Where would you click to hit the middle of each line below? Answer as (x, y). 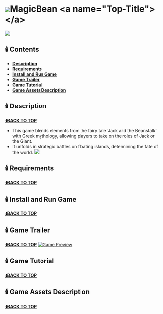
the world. (22, 152)
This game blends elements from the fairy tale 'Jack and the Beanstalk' (84, 130)
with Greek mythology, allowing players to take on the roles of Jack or (83, 136)
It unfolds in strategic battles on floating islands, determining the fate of (85, 146)
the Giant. (22, 141)
